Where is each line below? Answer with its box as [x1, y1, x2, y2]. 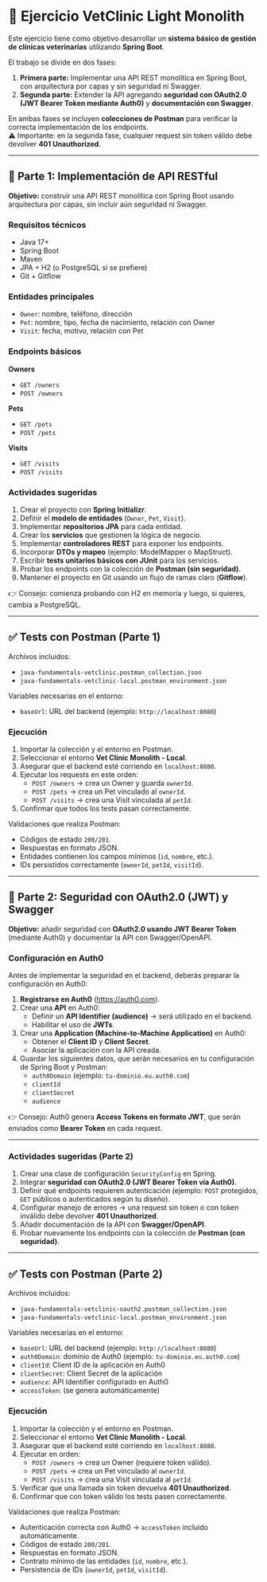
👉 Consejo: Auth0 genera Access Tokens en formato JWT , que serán [8, 1112, 241, 1122]
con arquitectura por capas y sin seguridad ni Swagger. [19, 81, 202, 91]
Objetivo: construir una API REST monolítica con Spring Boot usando [8, 190, 234, 200]
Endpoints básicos [8, 346, 82, 357]
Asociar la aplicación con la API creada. [31, 1046, 161, 1055]
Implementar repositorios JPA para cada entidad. [19, 521, 183, 531]
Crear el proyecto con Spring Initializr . [19, 504, 147, 514]
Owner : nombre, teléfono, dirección [19, 309, 133, 319]
